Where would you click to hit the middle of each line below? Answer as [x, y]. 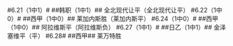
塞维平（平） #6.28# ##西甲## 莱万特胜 [64, 36]
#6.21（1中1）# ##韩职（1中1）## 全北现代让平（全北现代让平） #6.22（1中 [115, 10]
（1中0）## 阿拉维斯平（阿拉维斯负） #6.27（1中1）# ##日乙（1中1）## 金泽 [116, 27]
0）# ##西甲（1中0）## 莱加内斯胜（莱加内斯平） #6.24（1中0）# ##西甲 [113, 19]
